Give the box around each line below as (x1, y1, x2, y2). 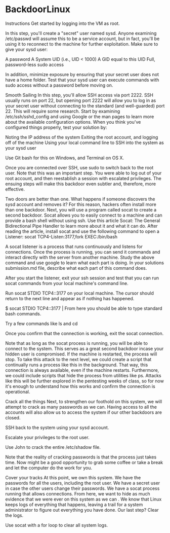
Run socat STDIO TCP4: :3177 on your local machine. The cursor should (5, 290, 154, 296)
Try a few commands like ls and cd (5, 321, 78, 327)
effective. (5, 186, 25, 192)
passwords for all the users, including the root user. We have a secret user (5, 480, 160, 486)
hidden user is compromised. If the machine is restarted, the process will (5, 351, 157, 357)
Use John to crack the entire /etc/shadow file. (5, 444, 101, 450)
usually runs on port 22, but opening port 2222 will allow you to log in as (5, 97, 156, 103)
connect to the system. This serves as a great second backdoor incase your (5, 345, 164, 351)
